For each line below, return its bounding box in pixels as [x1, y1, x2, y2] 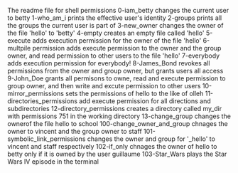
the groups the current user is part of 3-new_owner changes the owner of [7, 21, 224, 29]
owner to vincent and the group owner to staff [7, 127, 142, 135]
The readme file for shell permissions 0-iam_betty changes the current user [7, 6, 229, 14]
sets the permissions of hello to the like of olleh [65, 89, 204, 98]
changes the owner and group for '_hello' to [87, 135, 215, 143]
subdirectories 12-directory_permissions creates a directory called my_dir [7, 105, 222, 112]
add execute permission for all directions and [79, 97, 211, 105]
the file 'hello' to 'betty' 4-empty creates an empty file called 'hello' [7, 28, 205, 37]
